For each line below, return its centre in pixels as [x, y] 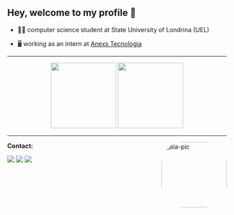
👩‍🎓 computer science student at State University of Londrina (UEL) [113, 29]
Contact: [20, 146]
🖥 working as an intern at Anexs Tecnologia [79, 43]
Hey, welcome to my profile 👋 [72, 13]
